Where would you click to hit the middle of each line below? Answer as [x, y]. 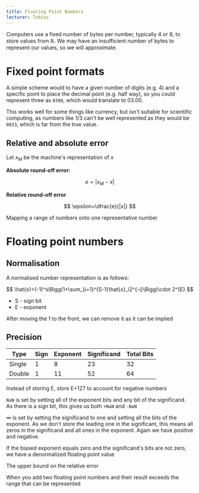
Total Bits [140, 354]
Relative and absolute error [57, 143]
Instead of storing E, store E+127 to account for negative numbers [87, 388]
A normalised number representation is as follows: [68, 278]
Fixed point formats [56, 71]
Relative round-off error [36, 195]
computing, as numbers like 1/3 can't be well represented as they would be [98, 118]
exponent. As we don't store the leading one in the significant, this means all [99, 424]
